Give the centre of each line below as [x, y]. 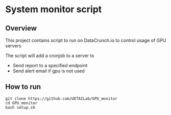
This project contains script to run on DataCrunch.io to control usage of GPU [86, 40]
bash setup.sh [20, 107]
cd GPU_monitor [21, 103]
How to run [23, 87]
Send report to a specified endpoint [50, 65]
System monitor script [54, 9]
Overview [21, 28]
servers [13, 46]
